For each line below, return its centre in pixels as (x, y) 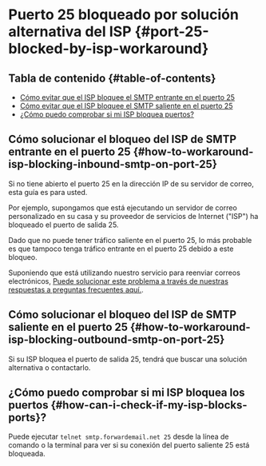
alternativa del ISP (70, 32)
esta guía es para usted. (48, 192)
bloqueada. (27, 454)
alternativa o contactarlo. (50, 367)
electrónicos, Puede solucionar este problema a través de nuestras (119, 281)
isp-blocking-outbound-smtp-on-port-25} (117, 340)
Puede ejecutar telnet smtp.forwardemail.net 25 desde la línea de (119, 436)
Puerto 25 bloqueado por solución (124, 15)
